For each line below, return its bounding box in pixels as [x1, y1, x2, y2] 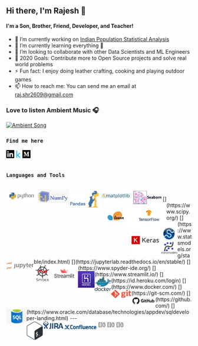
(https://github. [155, 296, 192, 303]
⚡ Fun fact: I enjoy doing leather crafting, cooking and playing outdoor [14, 67, 185, 74]
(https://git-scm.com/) [131, 289, 186, 296]
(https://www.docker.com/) [111, 283, 177, 290]
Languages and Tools [6, 172, 65, 179]
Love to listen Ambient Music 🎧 [6, 106, 99, 114]
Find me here [6, 137, 44, 144]
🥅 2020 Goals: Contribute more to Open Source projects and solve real [14, 54, 187, 61]
